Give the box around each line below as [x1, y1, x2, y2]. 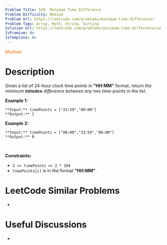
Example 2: [5, 120, 29, 126]
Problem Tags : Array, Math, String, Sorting [5, 21, 99, 26]
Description [5, 66, 55, 78]
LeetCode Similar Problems [5, 185, 120, 196]
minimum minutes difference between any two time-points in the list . [5, 88, 147, 94]
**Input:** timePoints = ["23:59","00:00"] [5, 107, 97, 112]
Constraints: [5, 152, 32, 158]
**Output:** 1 [5, 112, 35, 117]
